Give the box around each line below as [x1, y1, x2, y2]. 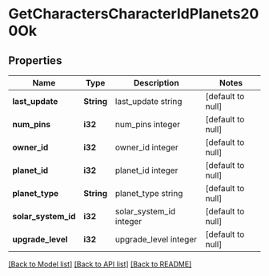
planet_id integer [114, 165, 179, 176]
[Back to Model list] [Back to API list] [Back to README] [8, 259, 192, 269]
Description [133, 78, 179, 88]
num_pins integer [114, 119, 181, 130]
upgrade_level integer [114, 234, 198, 245]
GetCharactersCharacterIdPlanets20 [8, 5, 259, 23]
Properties [8, 54, 62, 67]
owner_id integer [114, 142, 179, 153]
